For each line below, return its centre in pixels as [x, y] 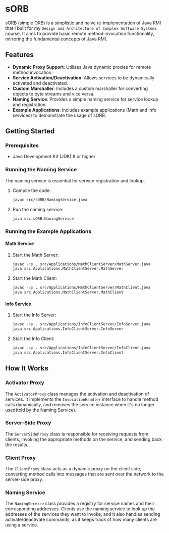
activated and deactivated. [40, 83]
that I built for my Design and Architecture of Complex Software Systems [81, 28]
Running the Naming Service [41, 170]
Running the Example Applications [48, 231]
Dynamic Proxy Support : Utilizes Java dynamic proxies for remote [82, 67]
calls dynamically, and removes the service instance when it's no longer [80, 404]
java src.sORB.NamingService [43, 219]
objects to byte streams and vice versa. [53, 93]
